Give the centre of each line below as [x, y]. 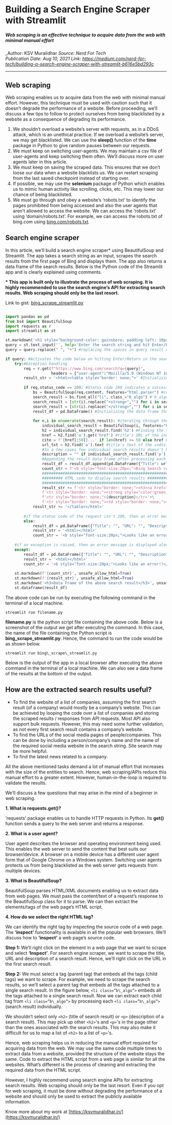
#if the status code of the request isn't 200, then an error [91, 516]
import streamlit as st [31, 331]
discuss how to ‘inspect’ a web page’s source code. [60, 937]
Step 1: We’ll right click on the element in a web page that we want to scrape [86, 948]
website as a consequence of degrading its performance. [66, 119]
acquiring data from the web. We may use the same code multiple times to [84, 1048]
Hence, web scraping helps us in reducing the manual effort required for [81, 1042]
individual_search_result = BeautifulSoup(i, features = [103, 426]
